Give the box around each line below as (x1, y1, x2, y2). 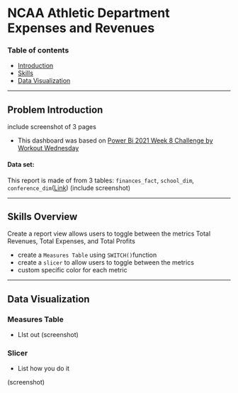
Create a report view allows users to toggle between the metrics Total (7, 229, 211, 238)
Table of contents (7, 45, 69, 55)
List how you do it (17, 364, 69, 373)
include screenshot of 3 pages (7, 123, 97, 131)
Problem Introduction (7, 104, 103, 116)
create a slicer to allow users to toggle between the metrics (17, 258, 195, 267)
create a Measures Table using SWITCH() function (17, 250, 157, 260)
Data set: (7, 160, 35, 168)
